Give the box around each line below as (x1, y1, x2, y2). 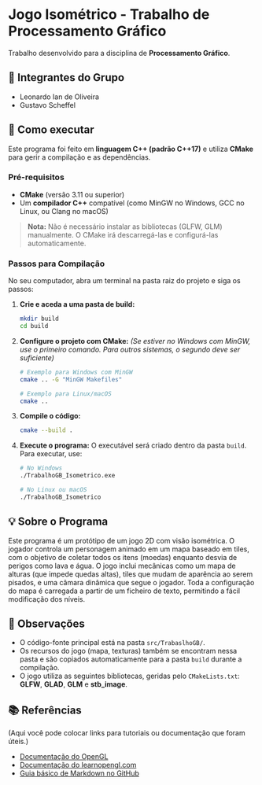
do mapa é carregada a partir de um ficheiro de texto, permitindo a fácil (8, 586, 241, 595)
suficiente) (19, 352, 55, 363)
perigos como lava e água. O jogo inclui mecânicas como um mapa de (8, 561, 236, 570)
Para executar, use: (19, 449, 83, 459)
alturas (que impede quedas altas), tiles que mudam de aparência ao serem (8, 569, 253, 579)
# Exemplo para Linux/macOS (19, 389, 112, 398)
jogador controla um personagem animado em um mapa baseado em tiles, (8, 544, 249, 554)
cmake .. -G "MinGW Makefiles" (19, 375, 123, 383)
